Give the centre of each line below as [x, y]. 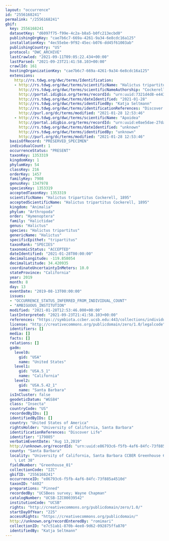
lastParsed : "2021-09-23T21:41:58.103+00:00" [58, 62]
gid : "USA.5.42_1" [38, 385]
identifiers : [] [27, 329]
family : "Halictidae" [32, 221]
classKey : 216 [24, 170]
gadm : [16, 348]
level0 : [22, 352]
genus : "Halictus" [29, 226]
